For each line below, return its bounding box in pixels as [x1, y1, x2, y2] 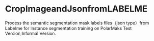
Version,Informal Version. [5, 30, 56, 36]
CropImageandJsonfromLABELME [5, 3, 148, 14]
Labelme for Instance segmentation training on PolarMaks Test [5, 25, 132, 31]
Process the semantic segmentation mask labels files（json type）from [5, 20, 150, 26]
